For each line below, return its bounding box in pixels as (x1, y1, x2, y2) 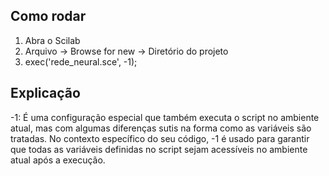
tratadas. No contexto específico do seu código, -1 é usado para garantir (10, 132, 310, 144)
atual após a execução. (10, 154, 106, 166)
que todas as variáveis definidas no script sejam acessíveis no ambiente (10, 143, 308, 155)
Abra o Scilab (24, 34, 81, 46)
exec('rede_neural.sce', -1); (24, 55, 138, 68)
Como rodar (10, 8, 87, 25)
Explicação (10, 85, 81, 102)
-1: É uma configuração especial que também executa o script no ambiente (10, 111, 320, 123)
